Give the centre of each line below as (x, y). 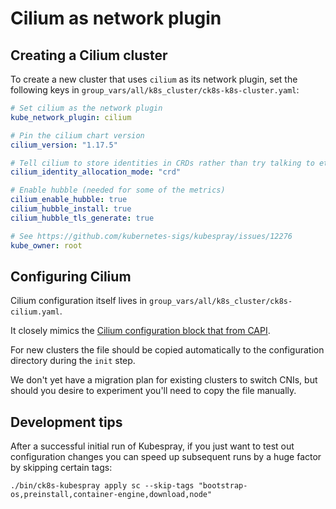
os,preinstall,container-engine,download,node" (111, 495)
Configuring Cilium (71, 276)
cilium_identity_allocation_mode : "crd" (96, 172)
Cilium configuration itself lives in (79, 301)
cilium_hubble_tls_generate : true (82, 218)
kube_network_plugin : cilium (71, 117)
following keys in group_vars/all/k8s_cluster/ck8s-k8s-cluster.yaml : (155, 90)
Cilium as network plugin (116, 18)
